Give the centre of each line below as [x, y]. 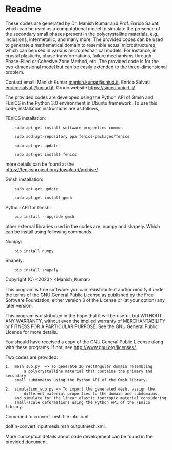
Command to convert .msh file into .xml [47, 416]
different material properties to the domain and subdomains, [92, 393]
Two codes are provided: [32, 357]
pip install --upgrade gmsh [44, 217]
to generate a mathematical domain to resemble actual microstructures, [81, 45]
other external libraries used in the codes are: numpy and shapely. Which [83, 226]
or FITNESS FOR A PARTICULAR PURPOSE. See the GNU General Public [82, 326]
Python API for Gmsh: [28, 207]
